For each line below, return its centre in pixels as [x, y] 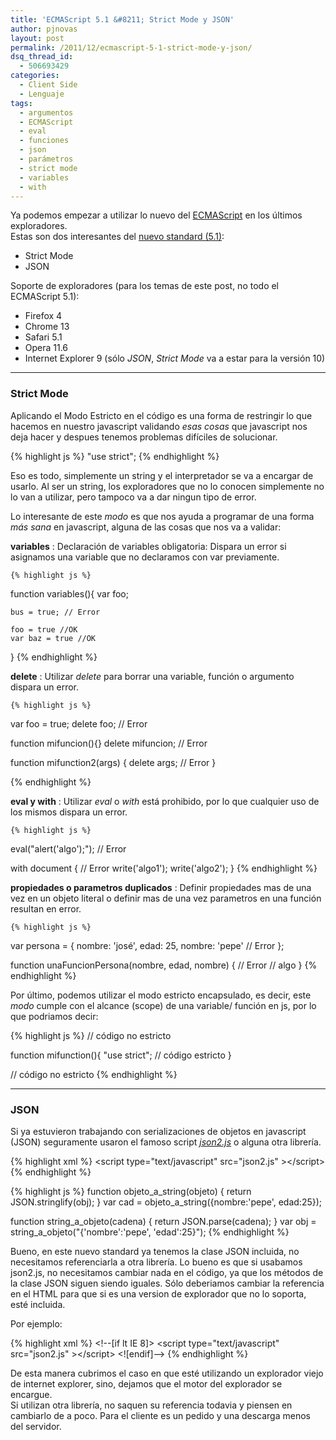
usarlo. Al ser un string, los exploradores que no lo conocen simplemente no [167, 486]
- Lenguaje [42, 94]
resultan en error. [46, 908]
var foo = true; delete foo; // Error [79, 723]
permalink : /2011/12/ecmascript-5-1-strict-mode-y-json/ [131, 47]
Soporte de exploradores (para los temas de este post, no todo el [145, 286]
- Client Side [48, 85]
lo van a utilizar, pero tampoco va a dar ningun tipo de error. [133, 497]
